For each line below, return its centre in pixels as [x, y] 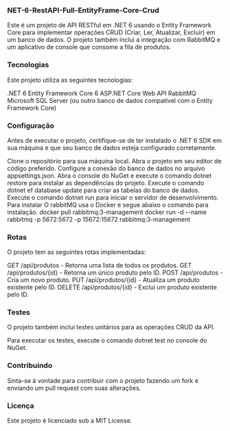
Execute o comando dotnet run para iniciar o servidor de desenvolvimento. [113, 197]
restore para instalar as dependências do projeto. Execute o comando [106, 183]
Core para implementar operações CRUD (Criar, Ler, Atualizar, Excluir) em [111, 32]
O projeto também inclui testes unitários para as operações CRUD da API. [111, 327]
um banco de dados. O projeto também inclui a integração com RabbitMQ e [114, 40]
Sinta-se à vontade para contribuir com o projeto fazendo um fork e [103, 380]
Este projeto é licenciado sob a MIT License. [70, 421]
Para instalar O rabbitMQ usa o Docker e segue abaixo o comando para [108, 205]
